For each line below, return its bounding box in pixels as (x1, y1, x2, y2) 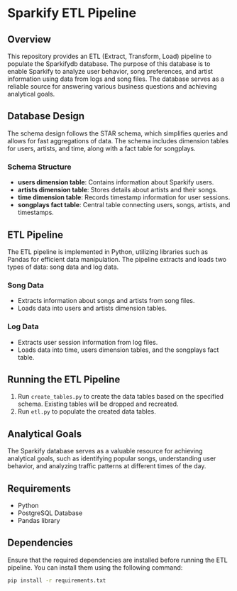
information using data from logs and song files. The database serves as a (7, 74, 225, 83)
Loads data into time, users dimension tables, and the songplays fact (17, 346, 219, 354)
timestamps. (17, 208, 55, 217)
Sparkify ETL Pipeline (7, 5, 137, 21)
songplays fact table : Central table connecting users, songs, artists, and (17, 201, 231, 209)
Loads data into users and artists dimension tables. (17, 304, 167, 313)
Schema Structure (7, 162, 72, 172)
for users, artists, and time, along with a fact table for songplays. (7, 144, 197, 153)
